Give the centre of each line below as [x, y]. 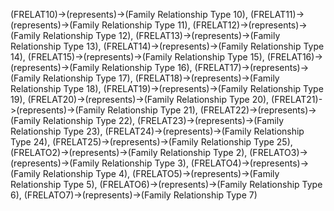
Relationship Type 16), [147, 67]
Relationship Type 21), [152, 110]
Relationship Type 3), [145, 163]
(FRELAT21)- [297, 99]
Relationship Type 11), [146, 25]
